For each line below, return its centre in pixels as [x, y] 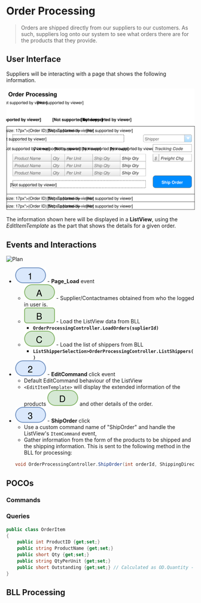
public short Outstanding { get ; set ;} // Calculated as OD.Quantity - [106, 567]
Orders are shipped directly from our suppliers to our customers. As [104, 28]
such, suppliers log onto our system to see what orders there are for [105, 34]
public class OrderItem [36, 529]
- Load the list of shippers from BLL [100, 345]
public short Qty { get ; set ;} [53, 555]
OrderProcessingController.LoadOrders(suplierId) [96, 328]
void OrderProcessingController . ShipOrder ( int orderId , [86, 464]
